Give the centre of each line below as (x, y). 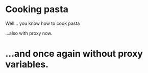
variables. (27, 65)
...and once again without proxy (74, 54)
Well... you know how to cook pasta (43, 23)
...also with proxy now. (29, 33)
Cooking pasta (37, 9)
